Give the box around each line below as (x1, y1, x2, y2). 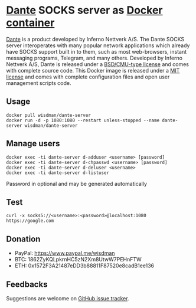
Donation (6, 234, 41, 244)
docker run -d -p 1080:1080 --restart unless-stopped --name (6, 117, 160, 123)
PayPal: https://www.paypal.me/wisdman (14, 250, 115, 257)
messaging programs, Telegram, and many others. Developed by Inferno (6, 54, 183, 61)
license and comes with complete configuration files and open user (6, 73, 170, 80)
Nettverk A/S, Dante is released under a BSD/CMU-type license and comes (6, 60, 189, 68)
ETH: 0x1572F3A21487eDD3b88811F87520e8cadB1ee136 (14, 262, 155, 269)
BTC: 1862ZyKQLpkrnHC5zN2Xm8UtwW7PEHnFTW (14, 256, 142, 263)
